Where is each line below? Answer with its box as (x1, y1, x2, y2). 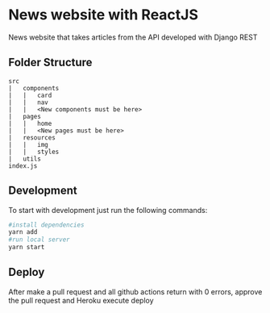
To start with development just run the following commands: (8, 205, 208, 215)
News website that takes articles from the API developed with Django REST (8, 32, 258, 42)
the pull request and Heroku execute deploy (8, 295, 155, 305)
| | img (8, 140, 48, 148)
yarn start (8, 244, 45, 252)
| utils (8, 155, 42, 163)
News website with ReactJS (8, 6, 199, 24)
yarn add (8, 228, 38, 236)
